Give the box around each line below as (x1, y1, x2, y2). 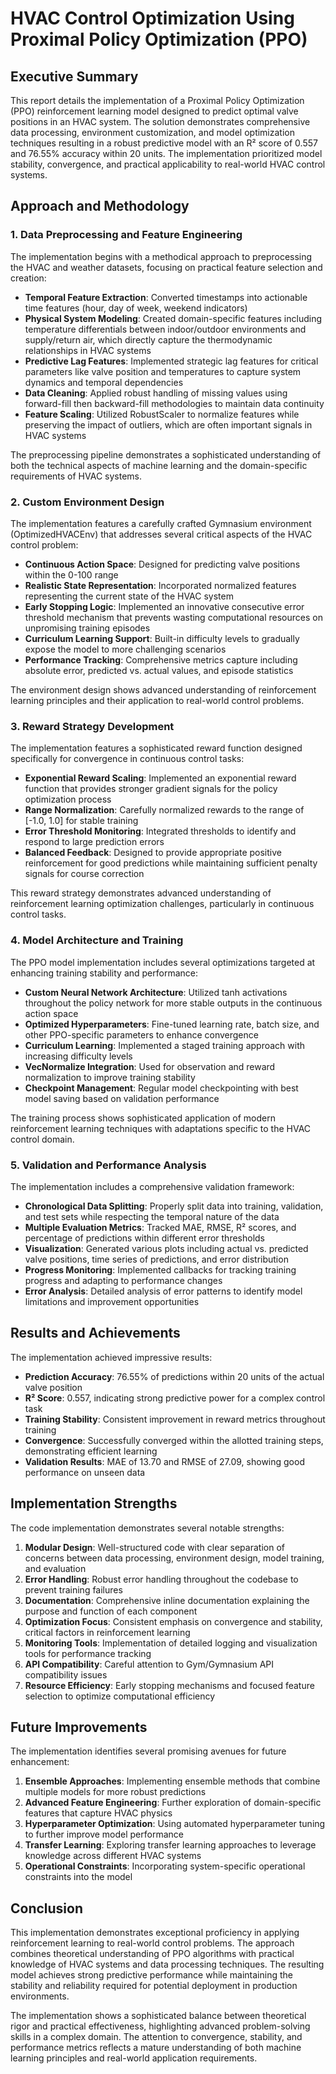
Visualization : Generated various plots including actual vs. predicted (24, 1242, 309, 1254)
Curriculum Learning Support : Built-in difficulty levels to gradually (24, 632, 300, 644)
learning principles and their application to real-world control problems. (10, 694, 305, 706)
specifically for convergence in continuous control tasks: (10, 753, 245, 765)
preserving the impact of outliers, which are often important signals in (24, 418, 313, 431)
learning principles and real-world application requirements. (10, 2052, 258, 2064)
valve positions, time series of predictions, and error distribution (24, 1253, 289, 1265)
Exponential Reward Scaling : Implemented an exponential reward (24, 772, 297, 784)
